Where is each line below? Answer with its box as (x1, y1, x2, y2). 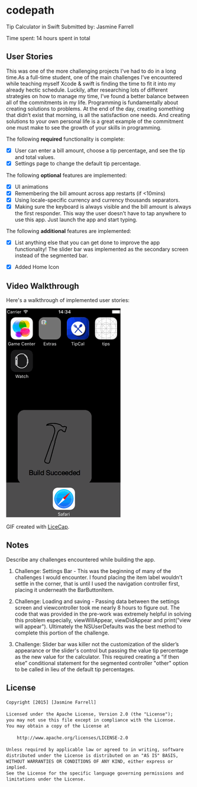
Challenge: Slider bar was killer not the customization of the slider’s (14, 640, 179, 647)
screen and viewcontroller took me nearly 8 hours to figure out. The (14, 604, 180, 611)
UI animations (14, 183, 49, 190)
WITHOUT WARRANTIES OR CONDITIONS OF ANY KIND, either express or (6, 758, 173, 765)
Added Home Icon (14, 264, 59, 271)
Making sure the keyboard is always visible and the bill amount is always (14, 203, 192, 210)
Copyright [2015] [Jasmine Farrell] (6, 699, 96, 705)
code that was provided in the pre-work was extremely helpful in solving (14, 610, 192, 617)
